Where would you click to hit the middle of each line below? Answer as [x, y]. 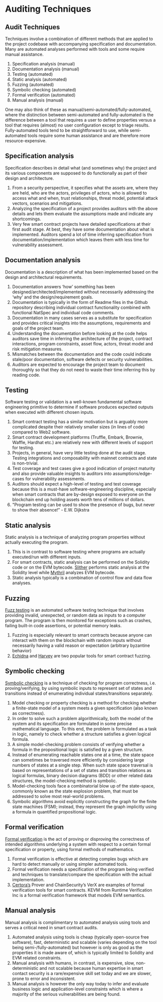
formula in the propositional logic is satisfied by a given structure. [78, 749]
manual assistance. [24, 54]
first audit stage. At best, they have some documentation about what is [83, 229]
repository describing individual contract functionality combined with [81, 307]
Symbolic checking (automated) [44, 90]
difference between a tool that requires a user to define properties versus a [80, 120]
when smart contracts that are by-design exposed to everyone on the [82, 494]
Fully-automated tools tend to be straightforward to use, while [67, 130]
